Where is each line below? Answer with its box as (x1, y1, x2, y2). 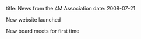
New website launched (6, 16, 61, 23)
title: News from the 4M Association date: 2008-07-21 (6, 5, 136, 12)
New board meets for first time (6, 27, 80, 34)
